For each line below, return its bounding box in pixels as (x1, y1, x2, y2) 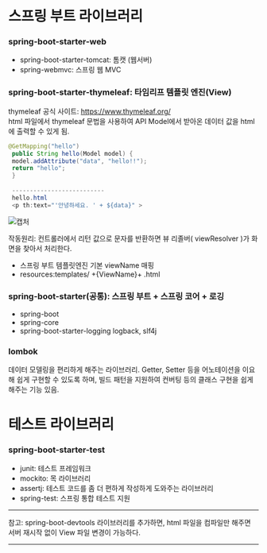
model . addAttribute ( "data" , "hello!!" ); (11, 157, 148, 165)
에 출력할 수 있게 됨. (8, 126, 70, 136)
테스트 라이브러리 (8, 416, 114, 434)
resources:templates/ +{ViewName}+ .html (19, 269, 161, 279)
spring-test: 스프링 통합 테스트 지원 (19, 493, 131, 503)
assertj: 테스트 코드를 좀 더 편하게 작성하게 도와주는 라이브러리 (19, 483, 214, 493)
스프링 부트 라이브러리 (8, 7, 143, 25)
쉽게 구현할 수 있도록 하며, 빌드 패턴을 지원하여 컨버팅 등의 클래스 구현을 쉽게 (16, 375, 254, 385)
